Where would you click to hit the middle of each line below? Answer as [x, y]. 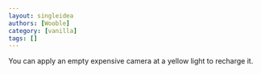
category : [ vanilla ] [43, 31]
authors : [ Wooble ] [39, 23]
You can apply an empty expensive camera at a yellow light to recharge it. [131, 61]
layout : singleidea [41, 16]
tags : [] [23, 38]
